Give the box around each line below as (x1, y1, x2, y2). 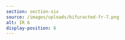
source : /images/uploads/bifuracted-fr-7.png (6, 14, 119, 20)
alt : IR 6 (6, 19, 31, 25)
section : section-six (6, 8, 59, 15)
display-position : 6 (6, 25, 57, 31)
